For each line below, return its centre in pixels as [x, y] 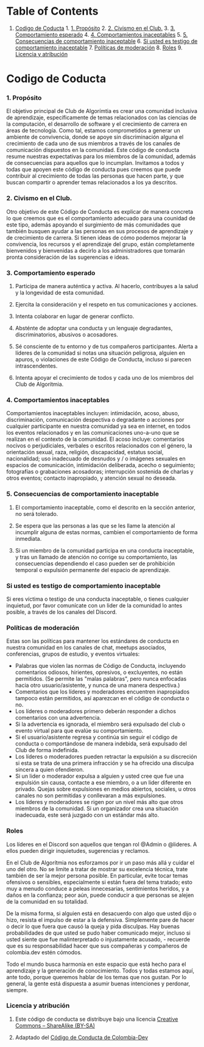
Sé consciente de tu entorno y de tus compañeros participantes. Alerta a [106, 347]
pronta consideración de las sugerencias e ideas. [68, 257]
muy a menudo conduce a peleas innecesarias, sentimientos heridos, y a [98, 888]
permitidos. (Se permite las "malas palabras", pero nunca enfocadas [101, 679]
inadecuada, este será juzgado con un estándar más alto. [87, 815]
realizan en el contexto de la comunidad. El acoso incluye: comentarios [95, 439]
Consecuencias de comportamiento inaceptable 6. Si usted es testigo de [106, 41]
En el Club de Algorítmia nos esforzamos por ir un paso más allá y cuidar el [100, 863]
